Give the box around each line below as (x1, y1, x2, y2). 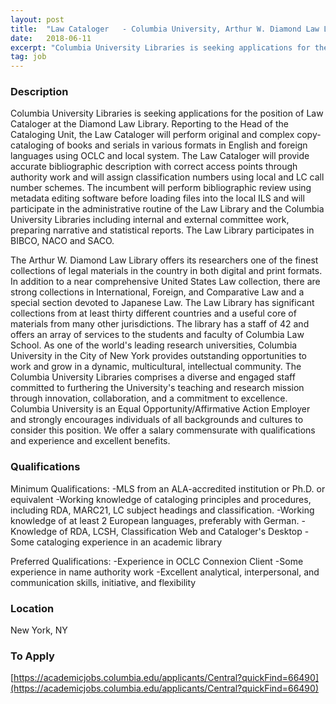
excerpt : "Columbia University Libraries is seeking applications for (10, 42, 311, 53)
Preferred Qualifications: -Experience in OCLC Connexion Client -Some (10, 555, 304, 567)
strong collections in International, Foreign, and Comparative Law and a (10, 286, 305, 298)
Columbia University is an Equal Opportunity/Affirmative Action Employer (10, 403, 311, 415)
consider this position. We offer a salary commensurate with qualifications (10, 424, 316, 436)
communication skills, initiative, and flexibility (10, 576, 197, 588)
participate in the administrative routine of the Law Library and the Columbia (10, 203, 325, 215)
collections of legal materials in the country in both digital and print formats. (10, 265, 323, 277)
